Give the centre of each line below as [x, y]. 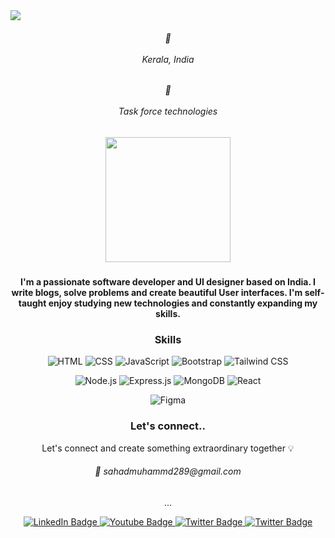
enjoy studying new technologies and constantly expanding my [183, 303]
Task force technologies [168, 111]
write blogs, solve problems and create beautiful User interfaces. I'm [157, 293]
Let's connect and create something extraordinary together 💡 [168, 448]
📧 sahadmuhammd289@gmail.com [168, 471]
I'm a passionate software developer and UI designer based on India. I [168, 282]
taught [32, 303]
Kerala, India [168, 59]
